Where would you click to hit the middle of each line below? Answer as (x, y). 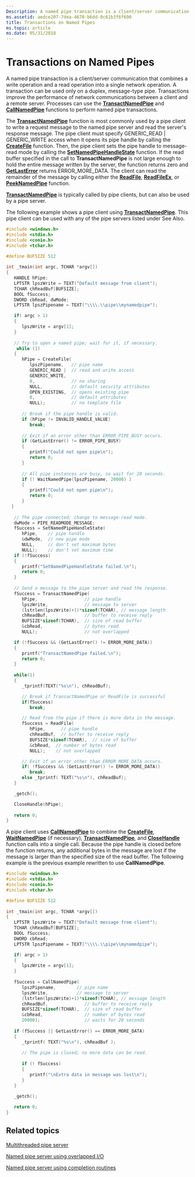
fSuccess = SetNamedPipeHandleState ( (60, 528)
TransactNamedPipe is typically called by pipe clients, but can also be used (98, 195)
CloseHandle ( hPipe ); (39, 804)
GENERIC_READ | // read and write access (82, 370)
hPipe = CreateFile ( (46, 359)
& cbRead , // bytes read (70, 627)
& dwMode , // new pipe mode (56, 539)
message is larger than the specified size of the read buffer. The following (95, 857)
